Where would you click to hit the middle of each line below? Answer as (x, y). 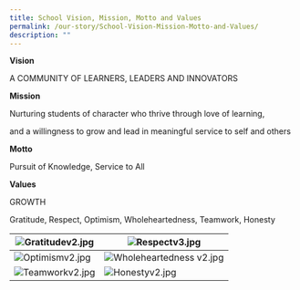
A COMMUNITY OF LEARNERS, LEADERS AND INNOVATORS (124, 78)
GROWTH (28, 202)
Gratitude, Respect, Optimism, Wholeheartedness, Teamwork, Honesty (143, 220)
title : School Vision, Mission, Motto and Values (106, 18)
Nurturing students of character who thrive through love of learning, (137, 114)
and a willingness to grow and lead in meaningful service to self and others (150, 131)
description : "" (40, 35)
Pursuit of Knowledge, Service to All (77, 167)
